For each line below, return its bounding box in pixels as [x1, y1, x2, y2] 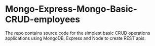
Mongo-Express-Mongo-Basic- [5, 3, 137, 15]
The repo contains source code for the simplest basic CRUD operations [5, 30, 151, 36]
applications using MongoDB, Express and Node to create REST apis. [5, 35, 146, 41]
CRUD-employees [5, 14, 80, 25]
